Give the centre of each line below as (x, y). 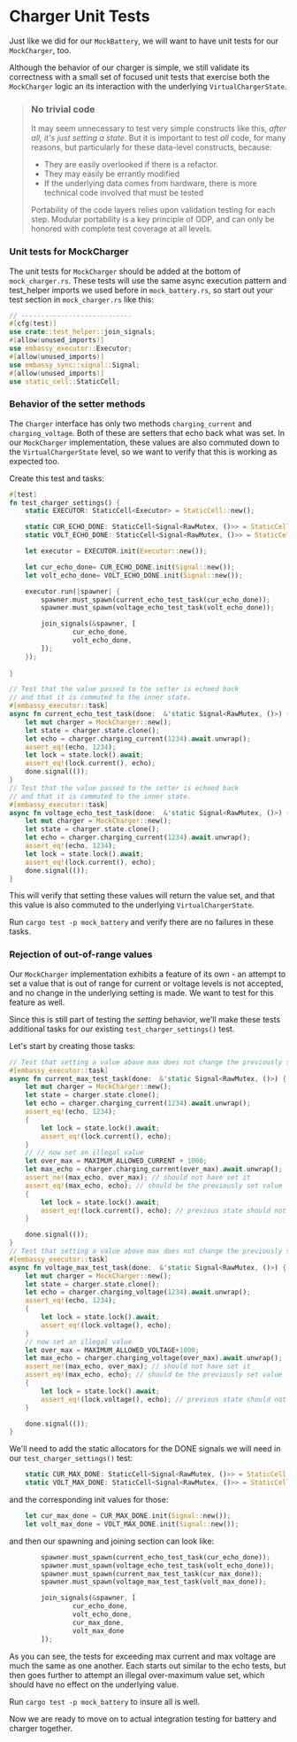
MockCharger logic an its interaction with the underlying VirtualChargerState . (148, 86)
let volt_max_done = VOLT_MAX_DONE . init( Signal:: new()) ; (132, 1524)
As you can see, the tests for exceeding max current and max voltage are (143, 1656)
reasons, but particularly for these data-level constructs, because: (151, 147)
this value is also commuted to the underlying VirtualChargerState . (132, 905)
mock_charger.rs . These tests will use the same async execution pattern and (148, 280)
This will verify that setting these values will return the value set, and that (142, 896)
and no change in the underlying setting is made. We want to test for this (141, 992)
